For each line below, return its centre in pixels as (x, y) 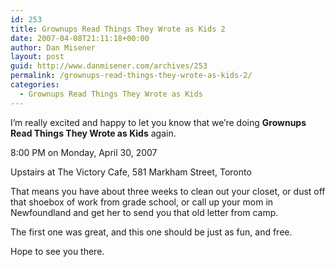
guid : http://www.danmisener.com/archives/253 (109, 66)
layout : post (37, 57)
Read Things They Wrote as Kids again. (93, 133)
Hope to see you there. (57, 251)
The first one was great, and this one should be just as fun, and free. (151, 232)
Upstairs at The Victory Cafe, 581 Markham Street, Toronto (131, 172)
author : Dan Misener (53, 47)
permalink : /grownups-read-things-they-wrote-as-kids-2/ (131, 76)
